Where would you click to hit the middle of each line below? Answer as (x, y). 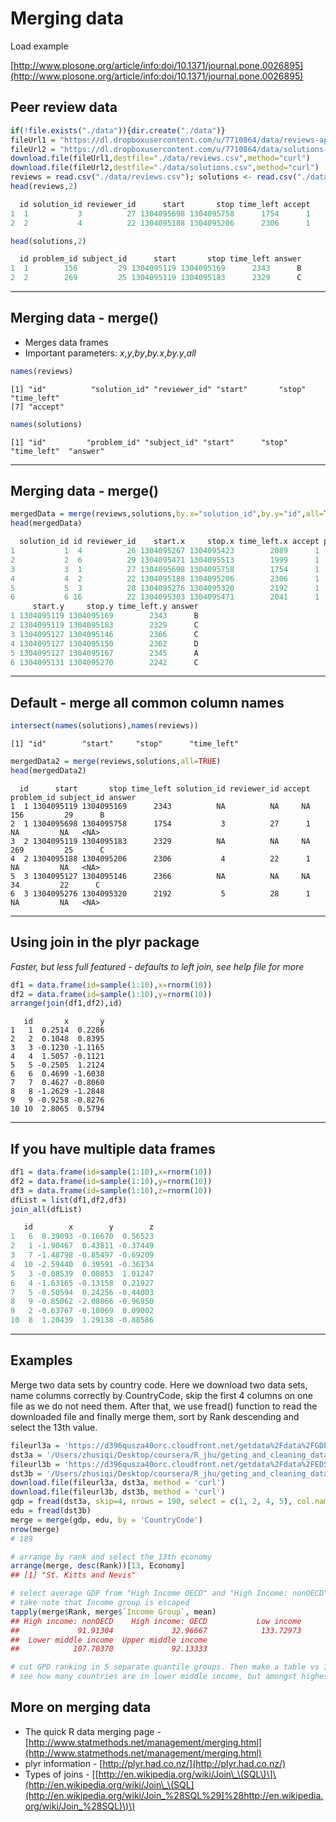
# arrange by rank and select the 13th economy (111, 1557)
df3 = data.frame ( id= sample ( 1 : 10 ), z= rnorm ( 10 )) (111, 1190)
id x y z (89, 1227)
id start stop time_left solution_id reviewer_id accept (165, 788)
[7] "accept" (37, 407)
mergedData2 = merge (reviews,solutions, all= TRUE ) (116, 762)
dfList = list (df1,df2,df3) (69, 1200)
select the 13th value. (54, 1427)
